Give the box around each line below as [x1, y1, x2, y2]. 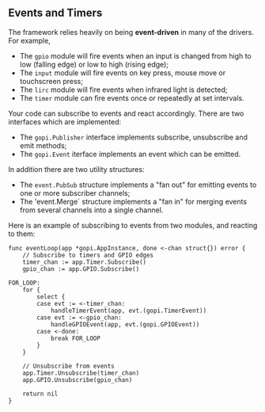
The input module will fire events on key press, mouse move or [19, 67, 226, 78]
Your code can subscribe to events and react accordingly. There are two [8, 109, 244, 118]
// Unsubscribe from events [22, 362, 115, 370]
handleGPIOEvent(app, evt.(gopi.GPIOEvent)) [50, 320, 200, 328]
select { [36, 292, 66, 300]
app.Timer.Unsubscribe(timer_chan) [22, 368, 140, 377]
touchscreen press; [19, 76, 83, 86]
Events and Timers [8, 6, 103, 20]
